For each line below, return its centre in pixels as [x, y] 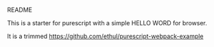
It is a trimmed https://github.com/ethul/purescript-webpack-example [105, 36]
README [20, 10]
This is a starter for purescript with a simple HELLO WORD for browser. [107, 23]
